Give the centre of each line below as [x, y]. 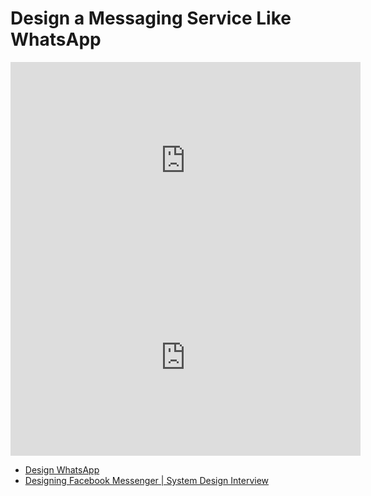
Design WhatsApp [62, 469]
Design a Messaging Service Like [151, 18]
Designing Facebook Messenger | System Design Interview [147, 480]
